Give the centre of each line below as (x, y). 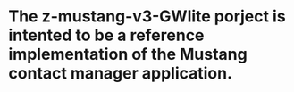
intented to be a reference (106, 35)
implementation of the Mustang (128, 54)
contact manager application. (121, 74)
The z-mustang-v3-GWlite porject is (147, 17)
